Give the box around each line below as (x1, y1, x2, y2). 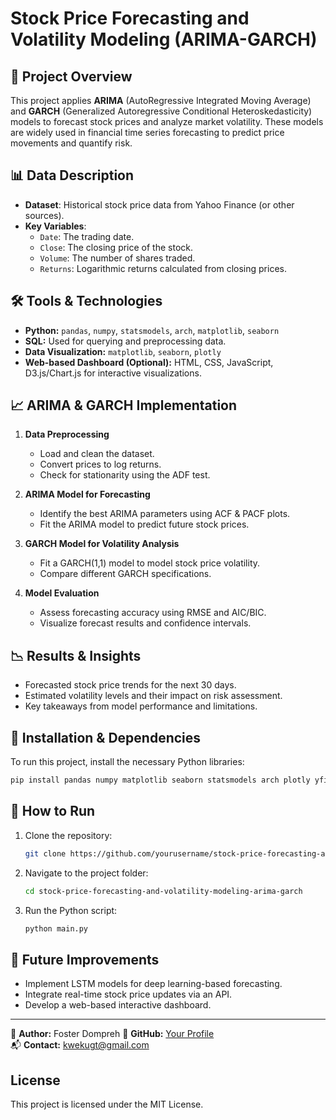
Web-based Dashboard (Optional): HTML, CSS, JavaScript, (24, 356, 274, 368)
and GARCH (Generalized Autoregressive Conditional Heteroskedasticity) (10, 105, 313, 117)
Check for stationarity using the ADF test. (39, 469, 211, 481)
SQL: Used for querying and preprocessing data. (24, 335, 227, 347)
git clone (24, 848, 67, 859)
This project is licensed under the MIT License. (10, 1098, 204, 1110)
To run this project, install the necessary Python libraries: (10, 756, 245, 768)
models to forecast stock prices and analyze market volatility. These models (10, 116, 324, 127)
